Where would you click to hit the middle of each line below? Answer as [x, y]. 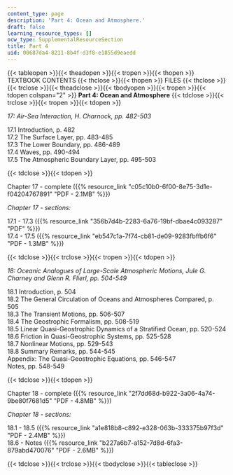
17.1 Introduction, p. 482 [41, 130]
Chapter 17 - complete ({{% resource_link [67, 186]
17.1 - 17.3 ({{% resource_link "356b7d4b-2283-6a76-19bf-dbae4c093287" [115, 221]
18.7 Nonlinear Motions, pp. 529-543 [60, 343]
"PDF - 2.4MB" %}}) [36, 435]
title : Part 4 [28, 46]
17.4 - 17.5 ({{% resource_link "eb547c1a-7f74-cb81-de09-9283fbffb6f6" [112, 236]
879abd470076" [31, 450]
